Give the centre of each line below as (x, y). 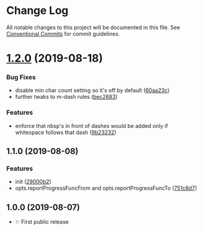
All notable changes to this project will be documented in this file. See (93, 27)
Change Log (37, 11)
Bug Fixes (21, 78)
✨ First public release (42, 222)
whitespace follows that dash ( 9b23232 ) (66, 132)
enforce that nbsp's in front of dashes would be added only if (92, 126)
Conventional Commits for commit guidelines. (63, 33)
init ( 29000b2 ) (33, 182)
